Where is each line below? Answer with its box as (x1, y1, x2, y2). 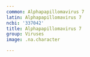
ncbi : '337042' (6, 20, 44, 26)
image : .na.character (6, 37, 61, 43)
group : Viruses (6, 31, 44, 37)
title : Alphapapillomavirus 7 (6, 25, 82, 32)
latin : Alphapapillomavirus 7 (6, 14, 82, 20)
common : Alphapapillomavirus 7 (6, 8, 85, 15)
